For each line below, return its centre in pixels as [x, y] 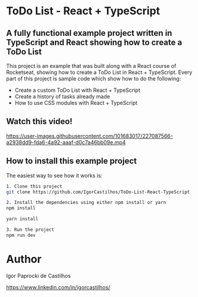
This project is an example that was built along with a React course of [91, 66]
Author [24, 259]
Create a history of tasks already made [62, 96]
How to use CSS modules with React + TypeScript [76, 103]
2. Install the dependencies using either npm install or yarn [86, 203]
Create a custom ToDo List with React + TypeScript [78, 90]
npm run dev [21, 235]
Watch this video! [39, 121]
